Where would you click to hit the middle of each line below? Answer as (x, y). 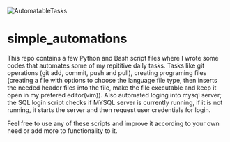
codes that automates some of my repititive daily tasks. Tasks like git (106, 65)
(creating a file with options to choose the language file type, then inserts (112, 80)
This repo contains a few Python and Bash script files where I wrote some (113, 58)
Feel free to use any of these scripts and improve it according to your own (113, 123)
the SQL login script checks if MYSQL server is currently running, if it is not (115, 102)
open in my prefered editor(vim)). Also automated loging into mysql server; (114, 95)
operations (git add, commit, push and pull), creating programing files (107, 72)
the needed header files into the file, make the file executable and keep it (112, 88)
